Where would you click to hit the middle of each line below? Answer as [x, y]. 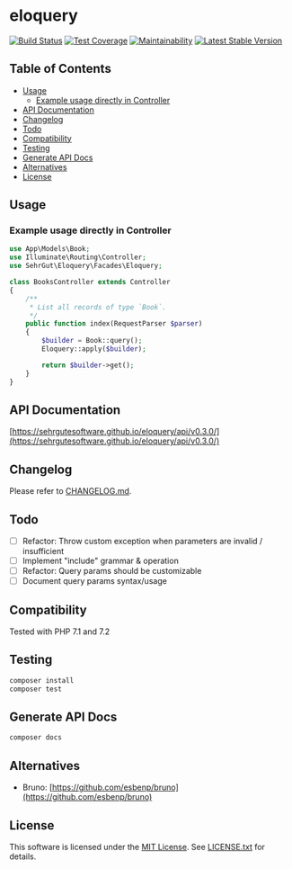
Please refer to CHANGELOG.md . [71, 491]
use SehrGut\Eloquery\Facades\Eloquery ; [86, 266]
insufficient [43, 551]
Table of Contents [61, 69]
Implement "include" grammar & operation [101, 561]
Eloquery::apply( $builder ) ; [94, 349]
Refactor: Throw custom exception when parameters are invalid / [142, 541]
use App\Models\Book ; [50, 249]
